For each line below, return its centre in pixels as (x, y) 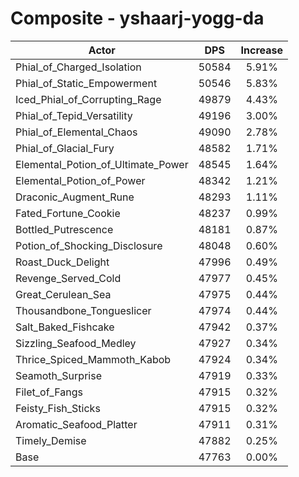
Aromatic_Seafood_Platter (76, 424)
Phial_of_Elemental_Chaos (76, 132)
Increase (262, 50)
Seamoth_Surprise (58, 375)
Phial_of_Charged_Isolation (78, 67)
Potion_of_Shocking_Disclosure (89, 245)
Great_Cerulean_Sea (63, 294)
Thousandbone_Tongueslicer (83, 310)
